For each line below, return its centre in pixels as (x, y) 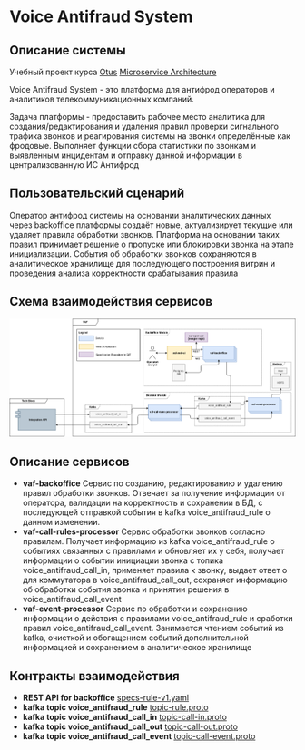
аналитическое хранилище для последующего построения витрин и (142, 263)
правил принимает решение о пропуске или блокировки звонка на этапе (152, 244)
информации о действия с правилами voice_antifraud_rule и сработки (157, 619)
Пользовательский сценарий (97, 194)
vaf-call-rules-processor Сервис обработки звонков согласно (144, 531)
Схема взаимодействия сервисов (111, 302)
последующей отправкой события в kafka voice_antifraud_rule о (146, 512)
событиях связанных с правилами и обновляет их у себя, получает (153, 551)
